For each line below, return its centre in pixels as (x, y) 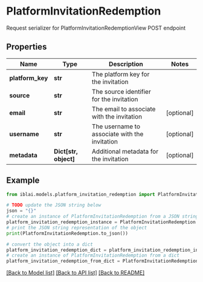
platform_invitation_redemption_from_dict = (63, 261)
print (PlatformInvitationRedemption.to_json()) (67, 233)
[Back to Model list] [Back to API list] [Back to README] (76, 273)
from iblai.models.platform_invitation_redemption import (81, 194)
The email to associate (124, 109)
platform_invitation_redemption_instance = (62, 222)
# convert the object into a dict (50, 244)
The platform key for (121, 74)
